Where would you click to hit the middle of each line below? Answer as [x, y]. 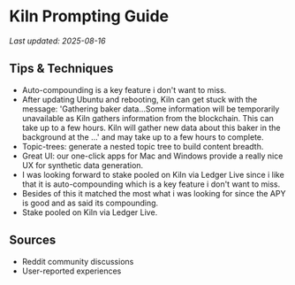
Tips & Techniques [61, 69]
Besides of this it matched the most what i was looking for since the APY [154, 193]
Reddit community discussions [78, 261]
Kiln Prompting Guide [89, 16]
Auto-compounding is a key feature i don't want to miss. [124, 89]
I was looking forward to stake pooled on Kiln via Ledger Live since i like [153, 174]
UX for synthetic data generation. [83, 165]
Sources [33, 240]
